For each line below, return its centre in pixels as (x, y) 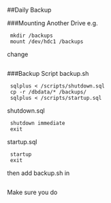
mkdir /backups (31, 36)
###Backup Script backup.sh (48, 73)
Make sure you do (32, 192)
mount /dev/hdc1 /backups (47, 42)
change (18, 54)
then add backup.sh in (38, 173)
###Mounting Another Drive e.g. (52, 23)
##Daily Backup (29, 10)
